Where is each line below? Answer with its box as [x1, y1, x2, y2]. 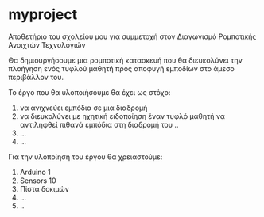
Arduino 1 [19, 167, 52, 177]
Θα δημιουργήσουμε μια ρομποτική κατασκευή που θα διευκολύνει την [8, 55, 243, 65]
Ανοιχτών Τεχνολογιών [8, 40, 86, 49]
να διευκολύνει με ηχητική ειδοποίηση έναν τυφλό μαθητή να [19, 111, 225, 120]
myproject [8, 6, 78, 24]
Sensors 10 [19, 176, 57, 185]
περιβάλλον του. [8, 72, 64, 82]
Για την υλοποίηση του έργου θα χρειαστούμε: [8, 152, 163, 162]
